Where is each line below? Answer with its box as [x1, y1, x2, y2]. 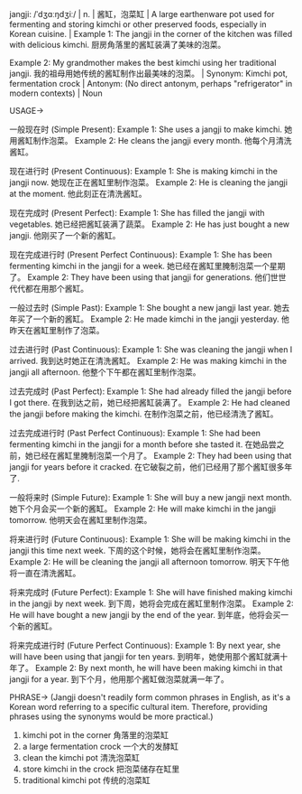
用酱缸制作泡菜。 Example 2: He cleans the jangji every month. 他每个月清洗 [9, 135, 292, 145]
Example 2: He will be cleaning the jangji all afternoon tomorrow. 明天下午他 [9, 556, 290, 567]
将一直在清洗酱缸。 [9, 568, 81, 578]
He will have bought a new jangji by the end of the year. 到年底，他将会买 [9, 610, 281, 620]
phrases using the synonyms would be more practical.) [9, 711, 214, 722]
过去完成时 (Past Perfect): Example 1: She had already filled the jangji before [9, 386, 292, 397]
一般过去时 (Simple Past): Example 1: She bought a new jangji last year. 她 [9, 303, 282, 313]
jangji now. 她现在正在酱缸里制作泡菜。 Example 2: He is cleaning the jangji [9, 177, 288, 188]
